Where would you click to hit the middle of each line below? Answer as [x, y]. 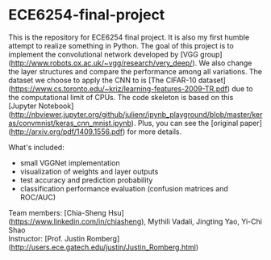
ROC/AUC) [38, 197]
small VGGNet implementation [70, 162]
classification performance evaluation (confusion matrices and [124, 188]
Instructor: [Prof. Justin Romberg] [64, 238]
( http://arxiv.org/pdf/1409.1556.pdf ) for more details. [95, 132]
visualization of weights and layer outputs [89, 171]
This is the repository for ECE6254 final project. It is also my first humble [129, 37]
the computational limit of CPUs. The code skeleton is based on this [121, 97]
